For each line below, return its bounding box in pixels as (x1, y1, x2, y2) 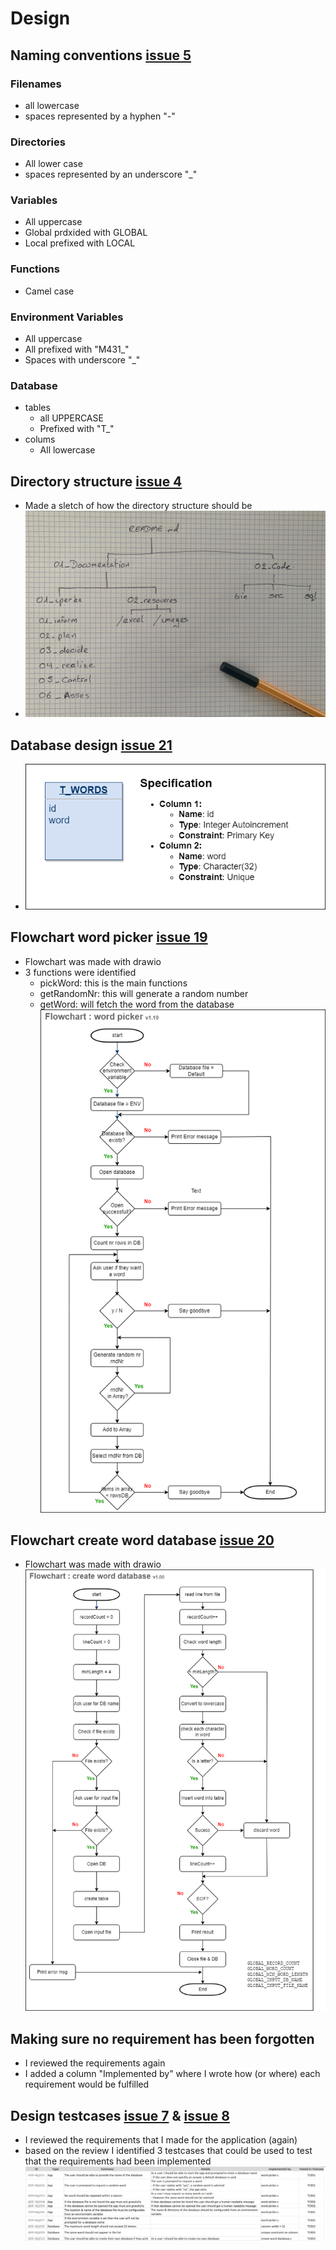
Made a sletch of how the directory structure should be (24, 500, 253, 512)
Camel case (24, 285, 75, 297)
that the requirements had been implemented (24, 2155, 212, 2167)
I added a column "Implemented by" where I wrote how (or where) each (24, 2068, 321, 2080)
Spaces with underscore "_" (24, 354, 141, 366)
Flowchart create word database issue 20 (10, 1532, 275, 1549)
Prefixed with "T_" (39, 423, 115, 435)
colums (24, 433, 56, 446)
